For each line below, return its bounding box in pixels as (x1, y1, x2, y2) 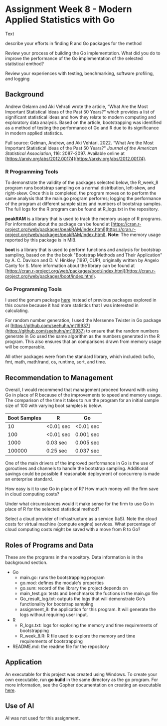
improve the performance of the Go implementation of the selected (5, 55, 143, 61)
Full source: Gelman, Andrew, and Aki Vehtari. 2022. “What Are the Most (5, 139, 154, 145)
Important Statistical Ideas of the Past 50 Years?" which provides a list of (5, 108, 155, 114)
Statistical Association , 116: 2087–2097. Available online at (5, 150, 125, 156)
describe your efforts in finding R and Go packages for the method (5, 40, 142, 46)
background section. (5, 559, 48, 565)
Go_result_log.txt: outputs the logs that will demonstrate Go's (19, 595, 146, 601)
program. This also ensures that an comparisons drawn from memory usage (5, 338, 162, 344)
